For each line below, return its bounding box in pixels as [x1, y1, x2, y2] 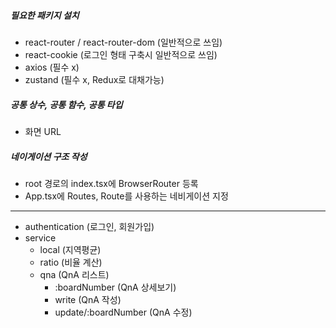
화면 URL [24, 125, 62, 137]
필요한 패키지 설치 [10, 9, 80, 21]
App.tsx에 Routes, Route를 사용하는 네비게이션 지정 [24, 190, 229, 202]
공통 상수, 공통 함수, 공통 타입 [10, 98, 123, 110]
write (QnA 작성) [54, 293, 122, 305]
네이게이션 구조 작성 [10, 150, 88, 162]
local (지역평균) [39, 243, 102, 255]
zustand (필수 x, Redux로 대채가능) [24, 73, 165, 85]
